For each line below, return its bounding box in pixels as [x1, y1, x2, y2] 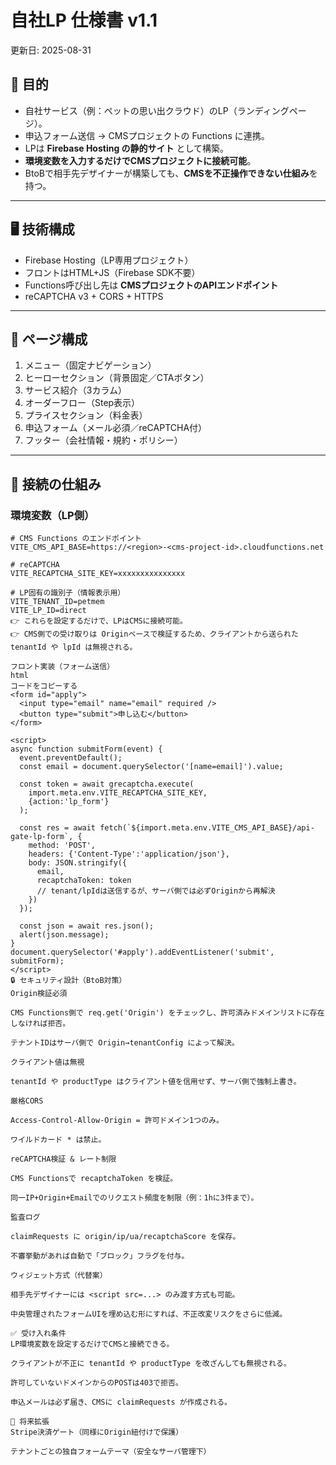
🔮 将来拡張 [10, 1417, 50, 1427]
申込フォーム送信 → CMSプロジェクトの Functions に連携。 [24, 129, 270, 141]
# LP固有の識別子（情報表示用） [10, 588, 126, 598]
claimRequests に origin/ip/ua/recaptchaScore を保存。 [10, 1232, 241, 1242]
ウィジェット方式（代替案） [10, 1271, 108, 1281]
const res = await [19, 823, 97, 833]
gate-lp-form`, [10, 832, 74, 842]
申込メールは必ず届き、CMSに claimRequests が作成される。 [10, 1397, 232, 1408]
